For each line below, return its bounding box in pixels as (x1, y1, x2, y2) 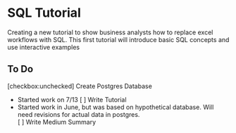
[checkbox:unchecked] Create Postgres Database (7, 82, 153, 90)
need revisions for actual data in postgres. (17, 110, 140, 118)
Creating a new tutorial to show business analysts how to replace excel (7, 28, 213, 36)
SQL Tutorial (7, 5, 81, 21)
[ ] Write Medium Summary (17, 118, 97, 126)
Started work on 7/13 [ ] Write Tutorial (17, 95, 127, 104)
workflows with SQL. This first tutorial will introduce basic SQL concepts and (7, 35, 230, 43)
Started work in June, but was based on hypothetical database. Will (17, 103, 214, 111)
